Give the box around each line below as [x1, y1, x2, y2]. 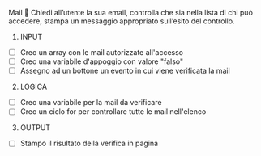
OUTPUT [19, 123, 51, 133]
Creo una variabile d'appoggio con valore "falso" [19, 57, 184, 66]
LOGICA [19, 82, 47, 92]
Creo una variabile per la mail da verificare [19, 98, 162, 108]
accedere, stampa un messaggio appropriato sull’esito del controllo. [8, 16, 235, 26]
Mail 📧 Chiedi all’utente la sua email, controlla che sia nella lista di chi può [8, 8, 254, 17]
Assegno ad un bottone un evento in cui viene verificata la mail [19, 65, 231, 76]
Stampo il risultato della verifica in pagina [19, 138, 159, 149]
